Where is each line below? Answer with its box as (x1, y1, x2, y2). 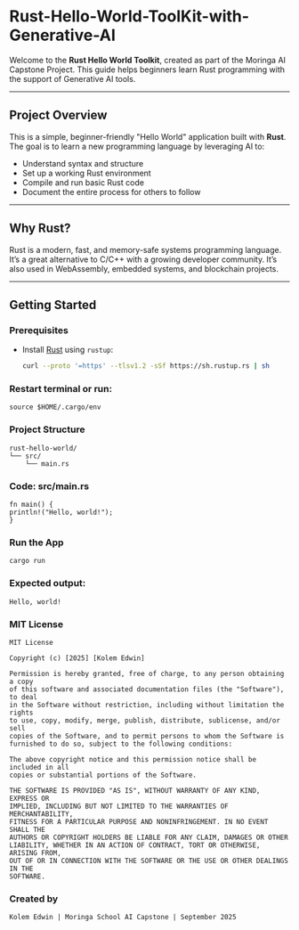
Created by (9, 893, 59, 905)
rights (9, 708, 34, 717)
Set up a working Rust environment (21, 167, 151, 178)
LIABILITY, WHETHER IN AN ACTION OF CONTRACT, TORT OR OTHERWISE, (9, 840, 261, 850)
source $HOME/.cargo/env (9, 403, 101, 412)
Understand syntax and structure (21, 158, 144, 168)
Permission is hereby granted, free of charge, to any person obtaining (9, 669, 285, 678)
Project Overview (9, 108, 108, 123)
